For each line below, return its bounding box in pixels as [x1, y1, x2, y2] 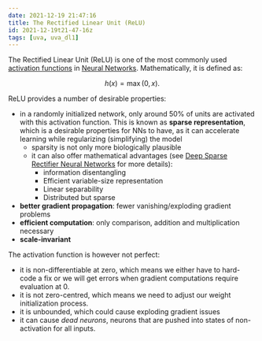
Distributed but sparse [42, 193, 116, 202]
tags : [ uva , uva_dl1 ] [8, 33, 79, 42]
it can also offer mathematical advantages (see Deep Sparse [31, 151, 228, 161]
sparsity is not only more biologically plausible [31, 143, 182, 152]
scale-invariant [19, 235, 72, 244]
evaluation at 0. [19, 282, 70, 291]
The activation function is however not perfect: [8, 250, 160, 260]
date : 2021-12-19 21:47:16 [8, 11, 97, 20]
